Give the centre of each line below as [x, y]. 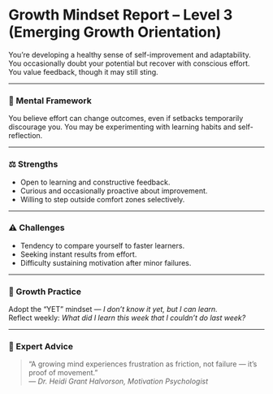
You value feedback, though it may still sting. [83, 71]
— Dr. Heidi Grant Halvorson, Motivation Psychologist [118, 381]
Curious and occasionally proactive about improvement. [114, 191]
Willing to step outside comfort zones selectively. [102, 199]
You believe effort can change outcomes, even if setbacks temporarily [126, 119]
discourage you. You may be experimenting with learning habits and [122, 127]
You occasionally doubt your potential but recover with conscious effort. [129, 63]
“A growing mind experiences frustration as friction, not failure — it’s [143, 364]
